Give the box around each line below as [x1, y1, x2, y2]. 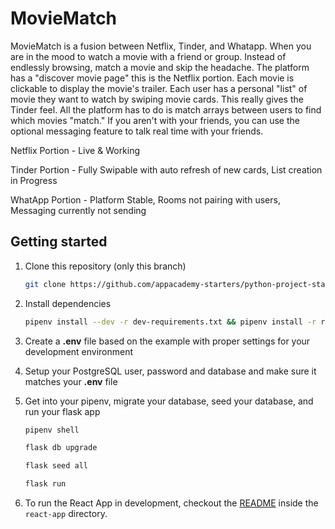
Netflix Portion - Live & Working [10, 144, 141, 156]
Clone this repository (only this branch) [24, 260, 187, 272]
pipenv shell [24, 425, 80, 435]
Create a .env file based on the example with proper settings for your [24, 335, 311, 347]
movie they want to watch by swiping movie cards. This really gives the [10, 93, 304, 105]
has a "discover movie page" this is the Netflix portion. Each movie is [10, 72, 295, 84]
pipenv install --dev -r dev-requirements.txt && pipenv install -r [24, 317, 317, 327]
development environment [24, 345, 134, 357]
